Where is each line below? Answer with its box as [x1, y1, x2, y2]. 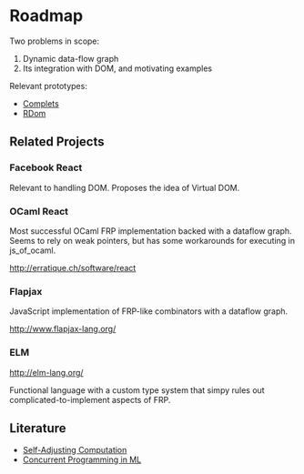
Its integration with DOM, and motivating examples [22, 63, 212, 74]
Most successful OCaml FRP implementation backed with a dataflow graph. [9, 225, 293, 237]
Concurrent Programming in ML [22, 454, 142, 465]
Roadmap [9, 5, 84, 26]
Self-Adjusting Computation [22, 445, 127, 456]
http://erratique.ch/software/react [9, 262, 137, 273]
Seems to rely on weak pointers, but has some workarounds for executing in [9, 235, 296, 246]
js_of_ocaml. [9, 245, 56, 256]
